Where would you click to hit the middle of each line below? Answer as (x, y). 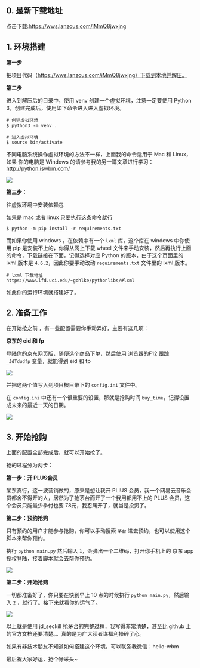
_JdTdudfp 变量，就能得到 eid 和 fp (49, 361)
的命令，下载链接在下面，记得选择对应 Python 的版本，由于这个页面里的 (95, 255)
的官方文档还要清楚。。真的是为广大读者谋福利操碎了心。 (76, 634)
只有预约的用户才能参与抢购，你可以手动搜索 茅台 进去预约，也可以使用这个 (99, 531)
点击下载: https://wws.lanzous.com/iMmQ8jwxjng (66, 26)
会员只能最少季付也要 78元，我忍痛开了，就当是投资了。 (81, 506)
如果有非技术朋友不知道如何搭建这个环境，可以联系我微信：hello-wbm (93, 647)
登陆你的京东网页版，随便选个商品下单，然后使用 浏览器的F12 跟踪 (88, 353)
